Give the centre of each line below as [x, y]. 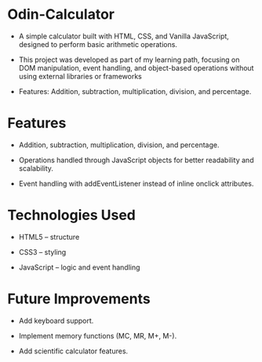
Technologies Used [72, 215]
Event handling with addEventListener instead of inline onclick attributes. [136, 183]
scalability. [36, 168]
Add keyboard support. [56, 320]
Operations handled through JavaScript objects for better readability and [136, 160]
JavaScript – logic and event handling [79, 267]
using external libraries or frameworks [80, 76]
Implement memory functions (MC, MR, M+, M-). [98, 335]
